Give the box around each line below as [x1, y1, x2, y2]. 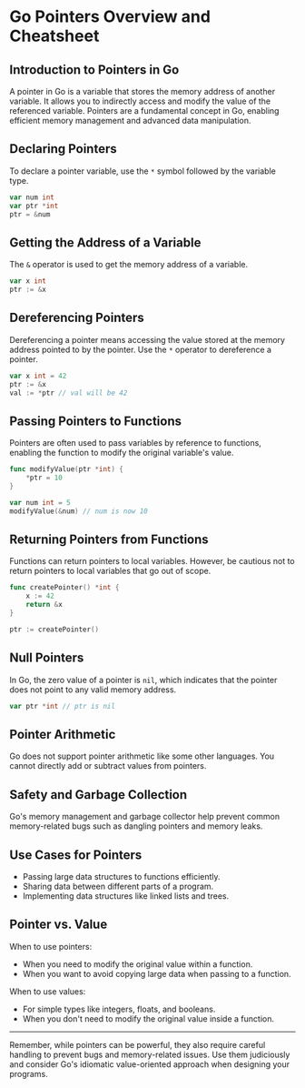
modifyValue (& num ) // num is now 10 [9, 507, 148, 516]
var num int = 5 [9, 498, 71, 507]
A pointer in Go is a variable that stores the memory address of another [9, 86, 275, 96]
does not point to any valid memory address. [9, 684, 177, 695]
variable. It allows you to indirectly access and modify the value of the [9, 96, 271, 106]
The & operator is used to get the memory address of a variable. [9, 259, 248, 270]
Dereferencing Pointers [9, 310, 145, 326]
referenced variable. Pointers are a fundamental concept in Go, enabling [9, 106, 280, 116]
